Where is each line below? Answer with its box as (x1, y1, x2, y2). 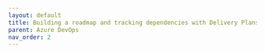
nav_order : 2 (8, 33, 51, 41)
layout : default (8, 11, 62, 19)
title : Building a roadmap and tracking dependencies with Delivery (8, 19, 238, 26)
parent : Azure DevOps (8, 26, 80, 34)
